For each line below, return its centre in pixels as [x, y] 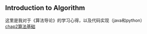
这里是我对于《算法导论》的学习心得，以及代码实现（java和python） [75, 20]
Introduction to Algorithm [45, 8]
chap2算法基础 [20, 26]
